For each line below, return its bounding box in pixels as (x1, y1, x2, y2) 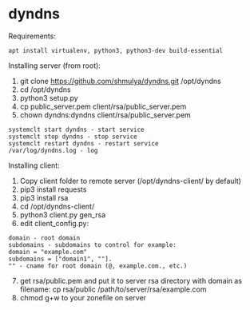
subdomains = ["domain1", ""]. (8, 255, 113, 263)
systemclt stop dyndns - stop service (8, 133, 137, 141)
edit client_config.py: (19, 218, 89, 228)
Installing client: (8, 161, 60, 170)
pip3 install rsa (19, 193, 69, 202)
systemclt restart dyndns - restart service (8, 139, 159, 148)
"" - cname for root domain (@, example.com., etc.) (8, 261, 188, 270)
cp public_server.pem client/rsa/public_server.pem (19, 101, 187, 111)
